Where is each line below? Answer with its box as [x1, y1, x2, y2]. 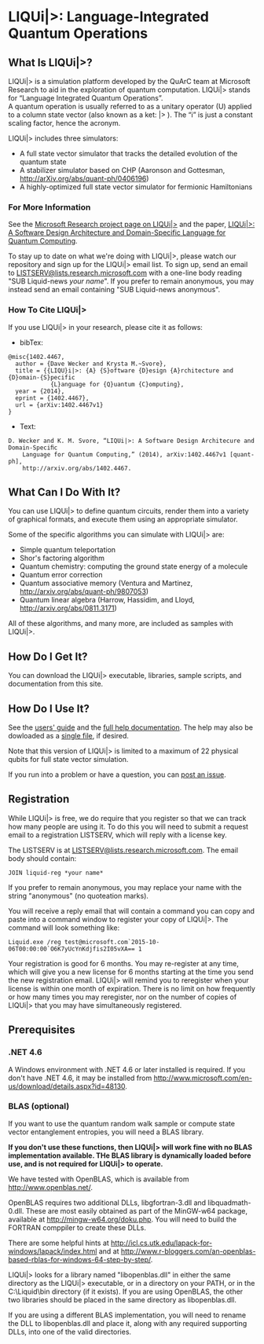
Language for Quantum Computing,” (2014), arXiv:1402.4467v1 [22, 450, 226, 459]
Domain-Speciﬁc [8, 444, 58, 452]
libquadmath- [207, 1198, 251, 1207]
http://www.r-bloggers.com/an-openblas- [120, 1246, 256, 1256]
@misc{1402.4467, [8, 353, 65, 361]
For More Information [8, 201, 91, 212]
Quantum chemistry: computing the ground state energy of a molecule [19, 562, 248, 571]
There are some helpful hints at [8, 1238, 110, 1247]
